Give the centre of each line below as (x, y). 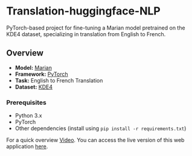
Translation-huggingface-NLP (84, 11)
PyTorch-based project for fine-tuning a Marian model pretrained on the (96, 28)
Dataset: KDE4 (34, 87)
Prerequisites (26, 102)
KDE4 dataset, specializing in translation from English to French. (86, 34)
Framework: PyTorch (41, 74)
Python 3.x (28, 116)
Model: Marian (34, 67)
